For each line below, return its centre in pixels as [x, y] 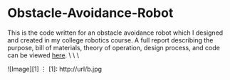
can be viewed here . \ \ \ [43, 55]
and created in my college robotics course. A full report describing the [110, 40]
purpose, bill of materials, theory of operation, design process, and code [114, 47]
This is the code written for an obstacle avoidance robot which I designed [115, 33]
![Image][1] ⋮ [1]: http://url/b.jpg [54, 69]
